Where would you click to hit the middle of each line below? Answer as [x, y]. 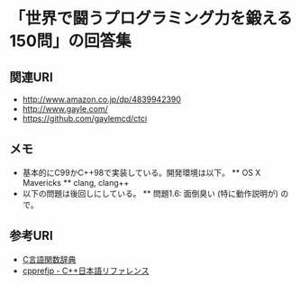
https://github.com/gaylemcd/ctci [85, 119]
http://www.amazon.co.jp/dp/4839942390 [102, 99]
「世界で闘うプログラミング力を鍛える [151, 18]
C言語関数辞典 [49, 259]
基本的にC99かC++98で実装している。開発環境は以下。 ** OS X [141, 172]
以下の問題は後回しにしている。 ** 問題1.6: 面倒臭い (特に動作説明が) [150, 193]
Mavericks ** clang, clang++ [76, 182]
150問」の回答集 [71, 41]
